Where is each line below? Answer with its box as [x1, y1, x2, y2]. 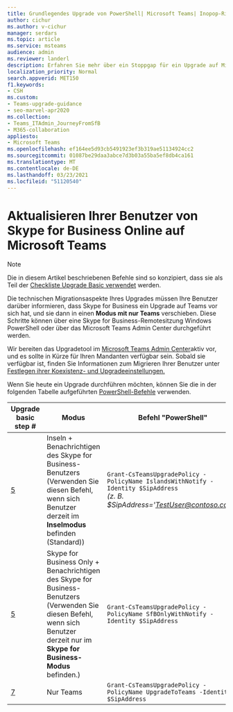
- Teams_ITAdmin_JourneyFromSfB [7, 119, 101, 127]
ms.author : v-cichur [7, 23, 67, 30]
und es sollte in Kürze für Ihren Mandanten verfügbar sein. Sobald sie [7, 352, 206, 361]
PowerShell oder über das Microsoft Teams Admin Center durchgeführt [7, 324, 212, 332]
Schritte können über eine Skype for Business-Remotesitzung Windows [7, 316, 212, 325]
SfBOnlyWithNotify [146, 610, 207, 618]
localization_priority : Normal [7, 68, 98, 75]
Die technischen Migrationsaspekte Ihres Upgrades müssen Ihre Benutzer [7, 294, 218, 303]
